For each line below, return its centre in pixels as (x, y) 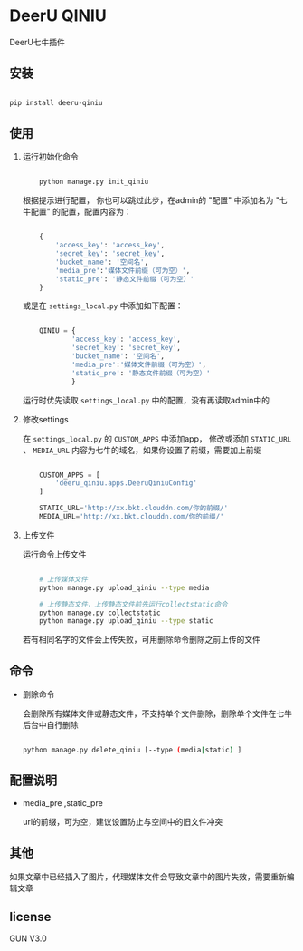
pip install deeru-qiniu (56, 102)
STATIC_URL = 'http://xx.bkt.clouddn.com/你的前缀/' (134, 509)
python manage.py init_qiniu (94, 182)
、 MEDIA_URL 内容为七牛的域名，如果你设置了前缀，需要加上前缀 (142, 450)
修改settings (46, 419)
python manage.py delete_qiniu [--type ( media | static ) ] (132, 750)
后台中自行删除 (50, 725)
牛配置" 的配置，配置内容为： (77, 212)
